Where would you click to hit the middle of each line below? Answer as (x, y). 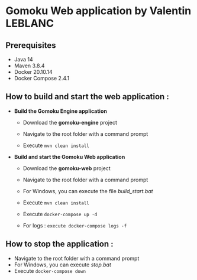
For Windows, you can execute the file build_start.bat (88, 191)
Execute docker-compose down (50, 271)
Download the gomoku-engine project (70, 122)
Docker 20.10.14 (33, 72)
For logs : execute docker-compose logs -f (75, 225)
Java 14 (23, 59)
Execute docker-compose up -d (60, 214)
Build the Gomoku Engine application (60, 111)
